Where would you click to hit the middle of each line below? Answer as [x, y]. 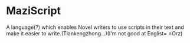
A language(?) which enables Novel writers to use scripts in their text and [95, 27]
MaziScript [33, 11]
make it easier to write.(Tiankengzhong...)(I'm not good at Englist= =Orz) [94, 33]
